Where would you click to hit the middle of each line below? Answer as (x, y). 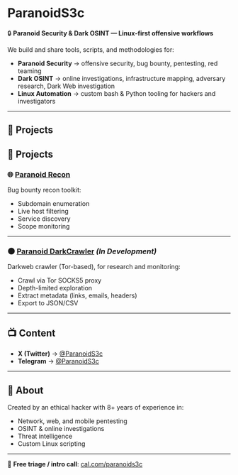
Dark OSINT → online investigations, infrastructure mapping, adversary (121, 78)
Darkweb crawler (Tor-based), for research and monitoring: (94, 267)
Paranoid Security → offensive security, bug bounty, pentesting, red (118, 63)
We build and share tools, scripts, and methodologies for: (91, 49)
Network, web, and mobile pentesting (72, 421)
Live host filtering (43, 212)
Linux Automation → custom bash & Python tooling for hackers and (117, 93)
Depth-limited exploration (55, 288)
